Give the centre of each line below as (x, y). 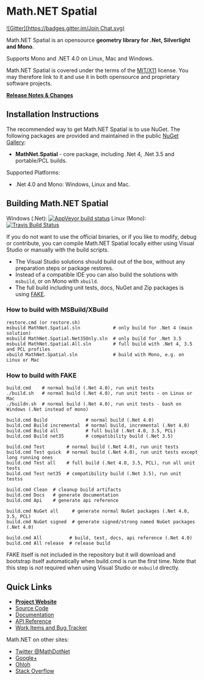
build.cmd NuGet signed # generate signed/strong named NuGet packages (101, 522)
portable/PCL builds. (41, 160)
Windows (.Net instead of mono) (47, 409)
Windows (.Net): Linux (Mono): (76, 218)
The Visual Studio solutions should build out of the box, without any (100, 261)
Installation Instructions (53, 114)
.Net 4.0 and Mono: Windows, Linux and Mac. (73, 184)
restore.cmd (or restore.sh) (43, 323)
